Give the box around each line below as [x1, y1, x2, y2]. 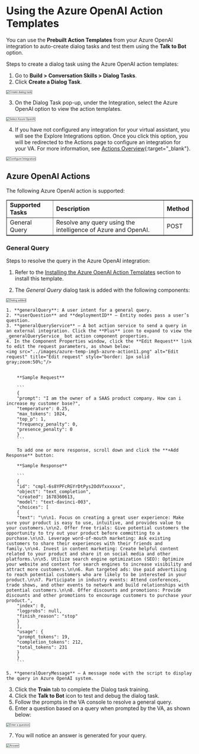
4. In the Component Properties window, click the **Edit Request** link [6, 338, 192, 344]
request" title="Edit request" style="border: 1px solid [6, 354, 150, 360]
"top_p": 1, [17, 416, 46, 422]
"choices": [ [17, 504, 49, 510]
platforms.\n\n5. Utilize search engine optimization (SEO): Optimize [6, 556, 184, 563]
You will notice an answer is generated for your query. [14, 732, 147, 739]
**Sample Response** [17, 463, 68, 469]
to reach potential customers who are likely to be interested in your [6, 572, 187, 578]
